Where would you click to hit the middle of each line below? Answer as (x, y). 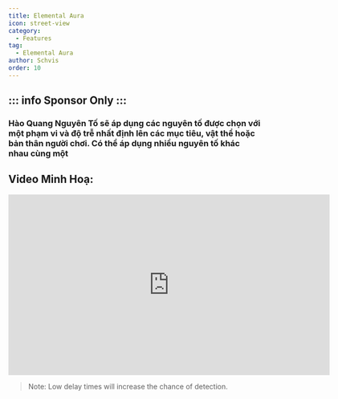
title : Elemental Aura (46, 16)
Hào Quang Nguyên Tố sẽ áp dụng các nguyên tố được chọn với (134, 124)
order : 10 (25, 68)
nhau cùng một (39, 153)
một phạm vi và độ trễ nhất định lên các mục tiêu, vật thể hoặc (132, 133)
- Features (34, 38)
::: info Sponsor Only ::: (67, 101)
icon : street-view (39, 23)
